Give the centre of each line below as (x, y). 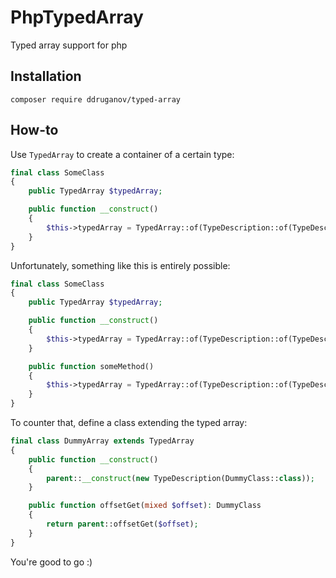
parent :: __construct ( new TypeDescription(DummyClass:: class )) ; (180, 478)
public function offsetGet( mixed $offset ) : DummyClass (145, 506)
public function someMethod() (91, 366)
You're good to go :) (51, 562)
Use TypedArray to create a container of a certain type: (122, 154)
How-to (34, 130)
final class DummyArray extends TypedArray (102, 441)
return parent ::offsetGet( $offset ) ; (122, 524)
